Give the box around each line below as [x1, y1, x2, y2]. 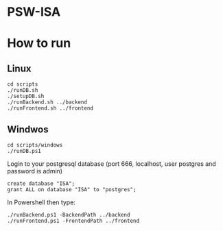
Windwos [7, 123, 49, 135]
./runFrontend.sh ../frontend [7, 105, 94, 112]
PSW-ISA [7, 4, 61, 20]
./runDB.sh [7, 87, 38, 94]
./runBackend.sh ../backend [7, 99, 88, 106]
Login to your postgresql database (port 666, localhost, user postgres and [7, 160, 216, 168]
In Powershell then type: [7, 198, 75, 206]
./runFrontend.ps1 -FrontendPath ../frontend [7, 217, 139, 224]
